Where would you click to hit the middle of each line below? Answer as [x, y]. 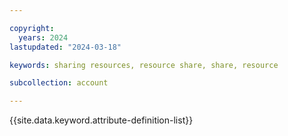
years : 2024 [43, 37]
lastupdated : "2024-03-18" [65, 47]
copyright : [32, 28]
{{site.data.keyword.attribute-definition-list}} [101, 120]
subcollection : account [59, 83]
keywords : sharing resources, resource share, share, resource [144, 65]
